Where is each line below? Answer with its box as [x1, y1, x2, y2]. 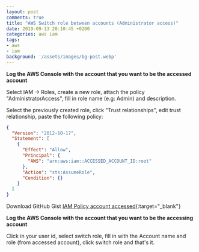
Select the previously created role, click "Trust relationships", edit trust [6, 106, 182, 113]
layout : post [6, 8, 39, 15]
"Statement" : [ [11, 136, 50, 142]
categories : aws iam [6, 31, 58, 37]
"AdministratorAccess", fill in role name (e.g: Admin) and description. [6, 95, 176, 102]
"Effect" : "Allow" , [22, 147, 71, 153]
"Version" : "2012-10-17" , [11, 130, 77, 136]
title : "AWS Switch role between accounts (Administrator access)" [6, 20, 179, 26]
